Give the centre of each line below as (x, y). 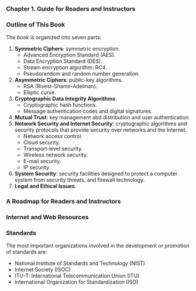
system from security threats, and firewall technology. (80, 180)
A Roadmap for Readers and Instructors (63, 202)
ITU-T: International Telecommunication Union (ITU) (77, 276)
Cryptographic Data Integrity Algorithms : (66, 99)
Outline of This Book (36, 24)
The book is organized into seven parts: (54, 38)
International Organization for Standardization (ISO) (76, 282)
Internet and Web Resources (47, 218)
